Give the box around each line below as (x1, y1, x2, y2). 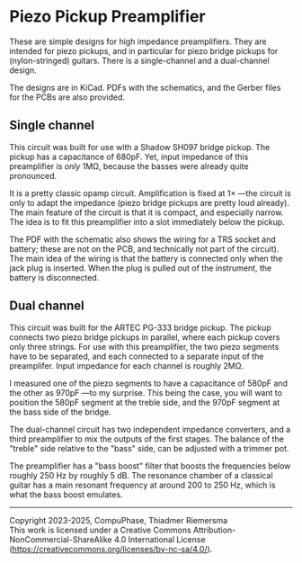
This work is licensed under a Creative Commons (9, 524, 191, 535)
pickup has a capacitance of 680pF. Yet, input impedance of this (9, 151, 249, 162)
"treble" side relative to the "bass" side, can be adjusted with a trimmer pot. (9, 442, 289, 453)
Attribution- (192, 524, 236, 535)
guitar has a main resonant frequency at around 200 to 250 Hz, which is (9, 479, 276, 490)
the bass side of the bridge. (9, 407, 111, 417)
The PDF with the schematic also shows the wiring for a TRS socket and (9, 234, 276, 245)
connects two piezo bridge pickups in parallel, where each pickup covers (9, 331, 280, 343)
